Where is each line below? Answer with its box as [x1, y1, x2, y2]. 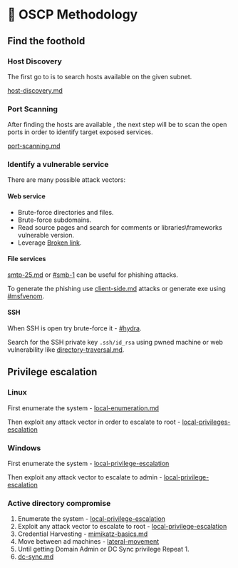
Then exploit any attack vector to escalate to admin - [7, 473, 162, 482]
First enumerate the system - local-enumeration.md [7, 403, 159, 412]
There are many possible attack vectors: [7, 176, 126, 184]
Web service [7, 192, 46, 201]
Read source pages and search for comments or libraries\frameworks [17, 223, 222, 231]
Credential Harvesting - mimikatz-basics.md [17, 529, 148, 538]
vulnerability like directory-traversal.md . [7, 345, 125, 354]
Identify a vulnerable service [7, 160, 109, 170]
